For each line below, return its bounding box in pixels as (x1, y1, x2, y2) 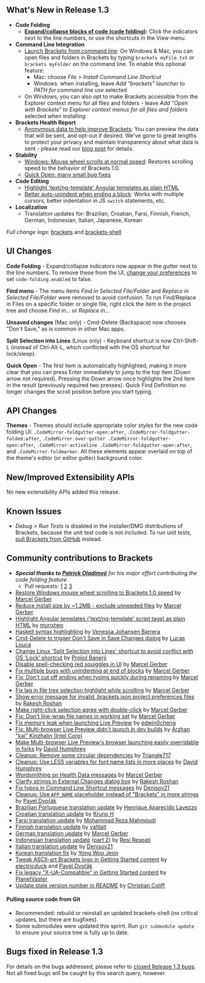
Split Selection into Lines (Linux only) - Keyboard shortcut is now (6, 337, 172, 344)
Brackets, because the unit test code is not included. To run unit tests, (15, 529, 192, 537)
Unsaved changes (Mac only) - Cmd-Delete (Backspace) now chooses (6, 318, 187, 326)
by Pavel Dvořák (15, 797, 57, 804)
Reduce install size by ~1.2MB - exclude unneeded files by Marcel (15, 601, 182, 609)
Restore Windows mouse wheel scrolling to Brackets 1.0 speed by (15, 589, 182, 596)
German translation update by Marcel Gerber (15, 829, 129, 837)
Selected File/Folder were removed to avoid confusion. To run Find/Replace (6, 293, 196, 301)
